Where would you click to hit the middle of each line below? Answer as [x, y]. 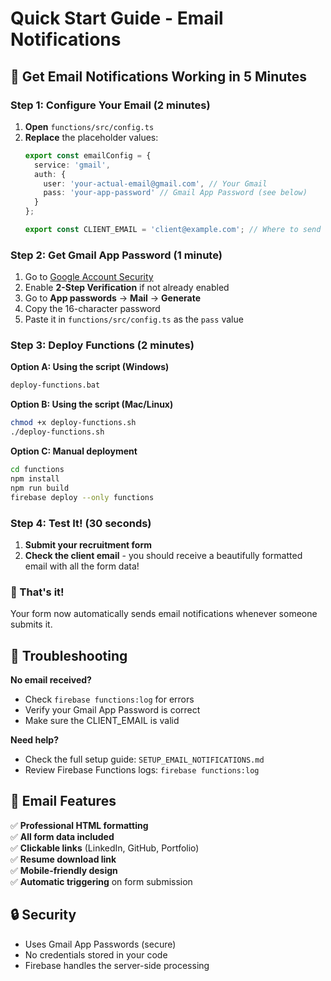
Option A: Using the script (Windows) [90, 367]
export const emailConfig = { [88, 155]
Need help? [34, 740]
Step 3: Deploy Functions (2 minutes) [102, 345]
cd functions [37, 470]
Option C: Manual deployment [74, 451]
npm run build [40, 488]
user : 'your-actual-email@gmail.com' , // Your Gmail [155, 183]
